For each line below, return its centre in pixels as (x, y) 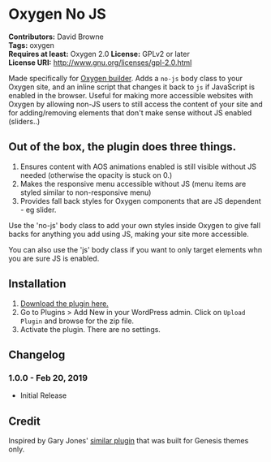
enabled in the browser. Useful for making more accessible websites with (131, 95)
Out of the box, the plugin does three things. (123, 147)
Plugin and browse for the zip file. (77, 321)
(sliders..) (24, 121)
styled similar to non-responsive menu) (86, 192)
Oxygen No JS (58, 14)
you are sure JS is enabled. (54, 258)
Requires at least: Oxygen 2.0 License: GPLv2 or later (99, 54)
